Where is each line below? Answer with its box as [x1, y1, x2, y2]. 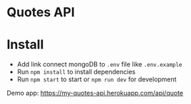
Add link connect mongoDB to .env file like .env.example [16, 60, 182, 69]
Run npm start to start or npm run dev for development [16, 75, 177, 83]
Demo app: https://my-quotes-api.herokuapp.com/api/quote [6, 89, 184, 98]
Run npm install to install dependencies [16, 68, 136, 76]
